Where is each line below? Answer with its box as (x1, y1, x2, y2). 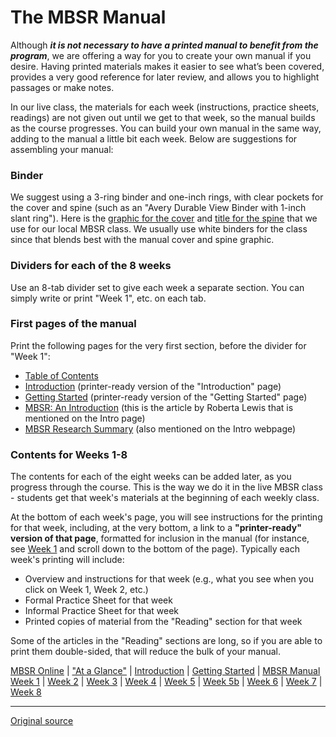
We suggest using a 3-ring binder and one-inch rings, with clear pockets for (10, 191, 324, 203)
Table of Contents (24, 369, 99, 381)
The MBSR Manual (10, 6, 167, 29)
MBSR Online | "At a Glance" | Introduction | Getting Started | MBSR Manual (10, 665, 321, 677)
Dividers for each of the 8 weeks (10, 259, 172, 273)
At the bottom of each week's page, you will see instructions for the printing (10, 511, 323, 523)
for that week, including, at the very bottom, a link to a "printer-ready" (10, 522, 302, 534)
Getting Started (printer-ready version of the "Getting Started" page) (24, 391, 308, 403)
